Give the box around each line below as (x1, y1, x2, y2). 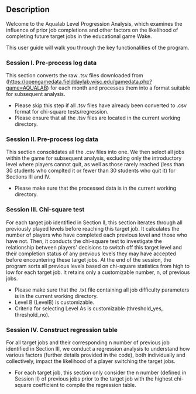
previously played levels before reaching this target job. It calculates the (6, 225, 180, 232)
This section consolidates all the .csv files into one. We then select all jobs (6, 149, 185, 156)
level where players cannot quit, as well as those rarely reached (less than (6, 161, 184, 168)
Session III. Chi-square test (6, 205, 85, 214)
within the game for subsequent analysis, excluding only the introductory (6, 155, 182, 162)
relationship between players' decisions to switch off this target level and (6, 244, 183, 251)
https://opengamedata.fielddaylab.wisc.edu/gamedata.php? (8, 78, 152, 85)
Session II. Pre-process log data (6, 135, 98, 143)
